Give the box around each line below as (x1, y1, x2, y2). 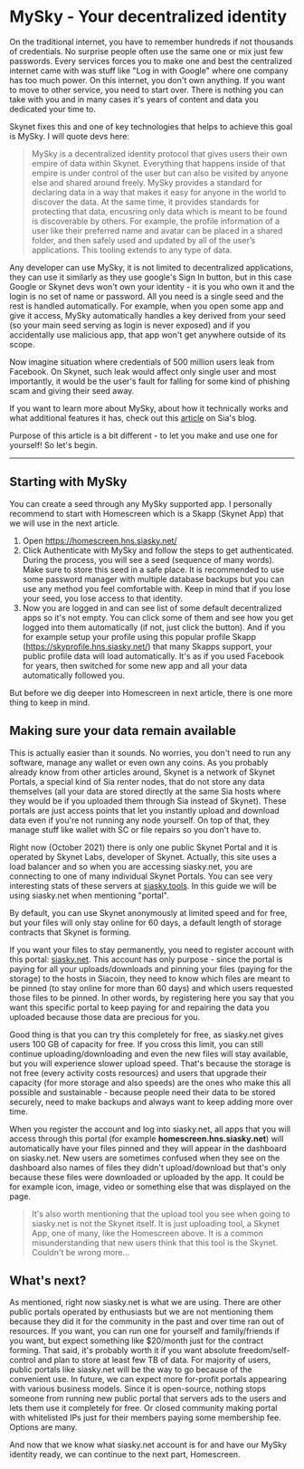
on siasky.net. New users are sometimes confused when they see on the (9, 1152, 280, 1163)
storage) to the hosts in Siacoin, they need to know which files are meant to (9, 973, 291, 984)
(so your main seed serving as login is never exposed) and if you (9, 320, 251, 330)
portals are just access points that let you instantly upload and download (9, 805, 280, 816)
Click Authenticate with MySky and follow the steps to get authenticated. (22, 545, 294, 556)
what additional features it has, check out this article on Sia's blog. (9, 412, 258, 423)
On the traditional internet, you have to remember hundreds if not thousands (9, 36, 294, 47)
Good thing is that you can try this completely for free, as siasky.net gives (9, 1029, 284, 1040)
